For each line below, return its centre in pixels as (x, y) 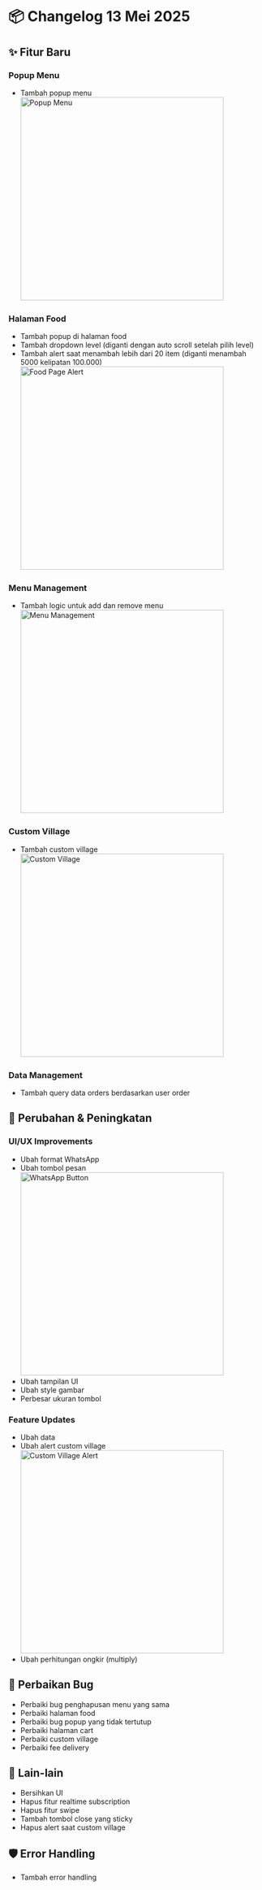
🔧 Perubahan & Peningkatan (80, 1118)
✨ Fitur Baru (40, 52)
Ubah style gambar (52, 1390)
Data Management (46, 1075)
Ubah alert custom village (63, 1446)
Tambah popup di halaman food (73, 337)
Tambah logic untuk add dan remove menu (92, 606)
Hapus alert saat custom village (73, 1827)
